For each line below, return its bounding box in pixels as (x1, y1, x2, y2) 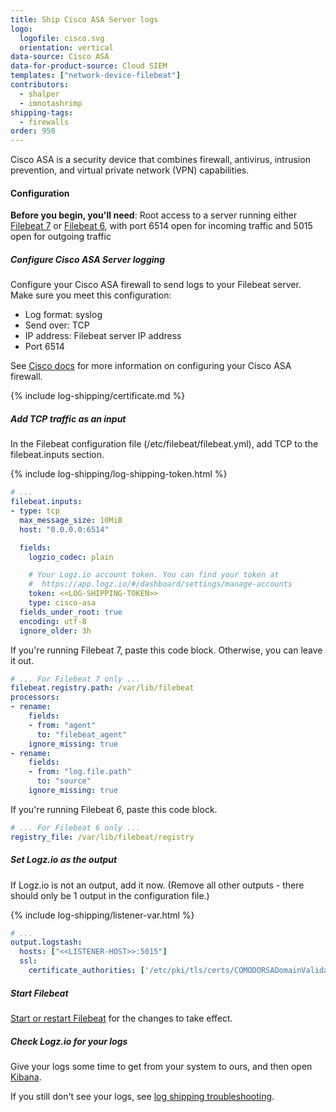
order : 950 (10, 126, 56, 136)
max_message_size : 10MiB (19, 515, 123, 525)
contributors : (10, 80, 70, 90)
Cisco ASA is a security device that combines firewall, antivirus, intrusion (10, 154, 311, 166)
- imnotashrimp (19, 98, 83, 108)
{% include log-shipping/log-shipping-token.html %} (10, 468, 228, 480)
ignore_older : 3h (19, 626, 92, 636)
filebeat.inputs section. (10, 449, 105, 461)
